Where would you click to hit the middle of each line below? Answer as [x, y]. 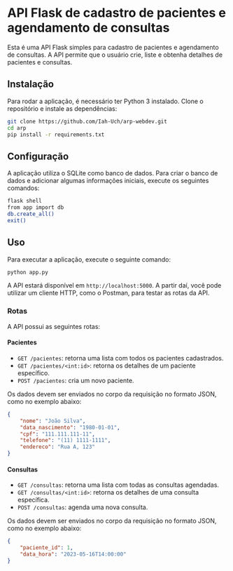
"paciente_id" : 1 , [47, 548]
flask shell [24, 201]
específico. [34, 372]
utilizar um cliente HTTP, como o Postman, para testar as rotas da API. [108, 293]
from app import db [36, 208]
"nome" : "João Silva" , [53, 421]
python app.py [28, 272]
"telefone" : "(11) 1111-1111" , [65, 441]
